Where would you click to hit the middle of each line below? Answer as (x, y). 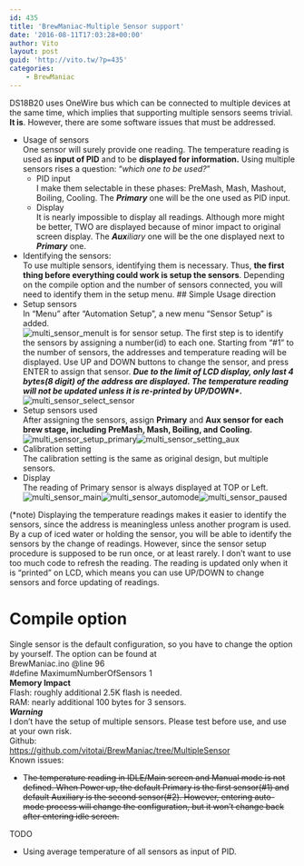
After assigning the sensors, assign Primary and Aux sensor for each (153, 420)
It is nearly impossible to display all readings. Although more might (160, 217)
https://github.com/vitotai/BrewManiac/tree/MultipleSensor (120, 750)
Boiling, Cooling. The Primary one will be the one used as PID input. (163, 197)
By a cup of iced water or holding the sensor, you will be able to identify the (151, 533)
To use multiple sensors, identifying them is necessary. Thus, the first (153, 265)
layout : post (34, 52)
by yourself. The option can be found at (83, 653)
